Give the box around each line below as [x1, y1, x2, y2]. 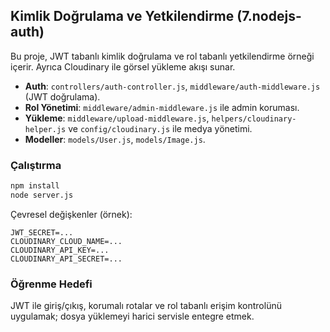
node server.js [10, 190, 74, 200]
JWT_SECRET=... [10, 227, 74, 238]
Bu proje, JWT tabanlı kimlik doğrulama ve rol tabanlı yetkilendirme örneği [10, 50, 315, 62]
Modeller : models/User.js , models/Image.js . [24, 133, 206, 145]
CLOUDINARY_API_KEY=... [10, 245, 110, 255]
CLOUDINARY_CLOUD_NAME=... [10, 236, 123, 246]
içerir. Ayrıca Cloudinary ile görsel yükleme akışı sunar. [10, 60, 236, 73]
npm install [10, 181, 60, 191]
